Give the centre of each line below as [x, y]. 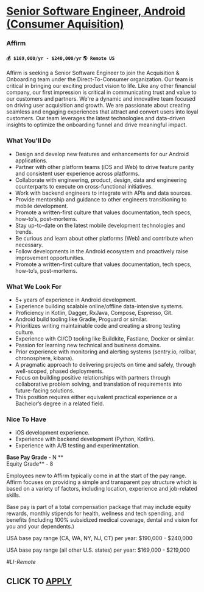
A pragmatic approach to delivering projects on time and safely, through [105, 364]
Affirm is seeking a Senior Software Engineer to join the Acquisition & [93, 73]
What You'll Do [29, 140]
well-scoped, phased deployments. [59, 371]
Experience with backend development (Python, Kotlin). [85, 439]
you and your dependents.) [40, 527]
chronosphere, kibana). [44, 358]
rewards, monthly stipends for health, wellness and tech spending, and [95, 513]
